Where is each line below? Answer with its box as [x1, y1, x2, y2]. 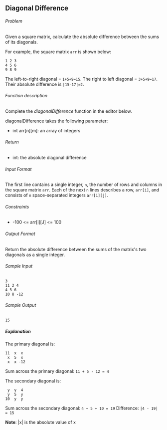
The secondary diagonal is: [5, 378, 61, 384]
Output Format [5, 231, 36, 237]
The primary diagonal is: [5, 341, 55, 347]
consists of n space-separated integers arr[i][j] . [5, 192, 109, 198]
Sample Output [5, 302, 36, 308]
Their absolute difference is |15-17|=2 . [5, 81, 84, 87]
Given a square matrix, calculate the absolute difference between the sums [5, 34, 160, 40]
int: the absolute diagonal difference [12, 155, 87, 160]
